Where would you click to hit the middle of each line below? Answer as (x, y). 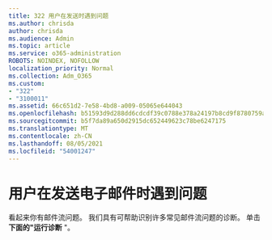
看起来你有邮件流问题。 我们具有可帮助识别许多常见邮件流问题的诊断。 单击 (134, 217)
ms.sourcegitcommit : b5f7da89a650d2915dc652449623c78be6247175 (117, 121)
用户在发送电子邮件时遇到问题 (108, 194)
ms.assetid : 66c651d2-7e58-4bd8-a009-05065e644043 (96, 106)
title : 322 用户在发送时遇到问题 (59, 16)
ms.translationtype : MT (49, 128)
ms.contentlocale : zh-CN (50, 136)
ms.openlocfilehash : (43, 114)
